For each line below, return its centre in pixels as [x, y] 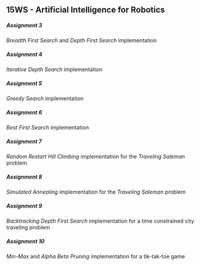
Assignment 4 [24, 54]
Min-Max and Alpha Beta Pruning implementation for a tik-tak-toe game [96, 256]
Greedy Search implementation [45, 98]
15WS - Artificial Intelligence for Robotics [85, 10]
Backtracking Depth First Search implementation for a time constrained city [100, 221]
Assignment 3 [24, 25]
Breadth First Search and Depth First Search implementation [82, 40]
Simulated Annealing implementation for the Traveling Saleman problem [96, 192]
